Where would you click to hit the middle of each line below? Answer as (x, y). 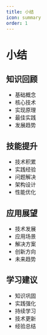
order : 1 (17, 23)
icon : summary (24, 18)
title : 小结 (20, 12)
